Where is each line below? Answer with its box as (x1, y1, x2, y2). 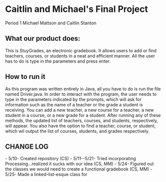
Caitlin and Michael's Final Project (5, 3, 148, 15)
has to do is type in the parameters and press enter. (5, 58, 111, 64)
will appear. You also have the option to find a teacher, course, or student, (5, 123, 156, 129)
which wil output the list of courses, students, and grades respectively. (5, 128, 150, 134)
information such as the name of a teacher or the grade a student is (5, 101, 143, 107)
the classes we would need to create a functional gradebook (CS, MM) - (5, 166, 153, 172)
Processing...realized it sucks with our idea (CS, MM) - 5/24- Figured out (5, 161, 154, 167)
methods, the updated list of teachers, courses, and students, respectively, (5, 117, 159, 123)
